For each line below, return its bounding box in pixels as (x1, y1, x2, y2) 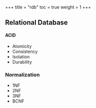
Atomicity (12, 43, 32, 49)
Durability (12, 59, 32, 65)
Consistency (12, 48, 38, 54)
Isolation (12, 54, 30, 60)
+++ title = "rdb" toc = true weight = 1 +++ (5, 4, 91, 10)
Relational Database (5, 18, 68, 27)
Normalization (5, 71, 40, 78)
